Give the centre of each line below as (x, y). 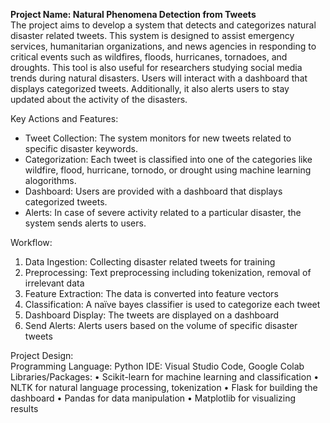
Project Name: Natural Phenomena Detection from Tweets (133, 14)
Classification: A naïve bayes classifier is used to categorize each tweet (172, 304)
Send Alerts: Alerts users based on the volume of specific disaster (161, 325)
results (24, 408)
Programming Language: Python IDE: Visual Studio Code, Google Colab (157, 366)
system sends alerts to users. (85, 223)
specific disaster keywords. (81, 148)
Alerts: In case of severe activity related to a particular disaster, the (163, 212)
